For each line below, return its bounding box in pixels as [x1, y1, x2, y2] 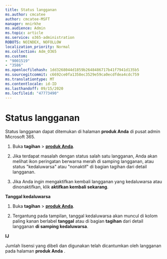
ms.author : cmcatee [5, 12, 46, 17]
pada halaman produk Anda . [5, 248, 66, 254]
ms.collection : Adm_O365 [5, 49, 57, 54]
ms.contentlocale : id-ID [5, 81, 57, 86]
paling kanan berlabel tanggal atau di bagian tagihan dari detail [12, 218, 144, 224]
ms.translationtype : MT [5, 77, 55, 82]
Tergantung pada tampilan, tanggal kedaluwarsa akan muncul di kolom [12, 213, 158, 219]
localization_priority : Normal [5, 44, 70, 49]
